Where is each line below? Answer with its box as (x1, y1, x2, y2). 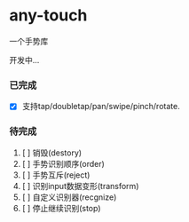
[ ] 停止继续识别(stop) (21, 202, 101, 213)
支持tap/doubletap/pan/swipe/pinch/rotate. (21, 101, 180, 112)
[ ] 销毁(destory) (21, 147, 83, 158)
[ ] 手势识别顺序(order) (21, 158, 105, 169)
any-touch (9, 5, 88, 26)
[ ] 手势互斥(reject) (21, 170, 91, 180)
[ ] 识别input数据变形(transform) (21, 180, 139, 191)
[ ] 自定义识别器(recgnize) (21, 192, 117, 202)
